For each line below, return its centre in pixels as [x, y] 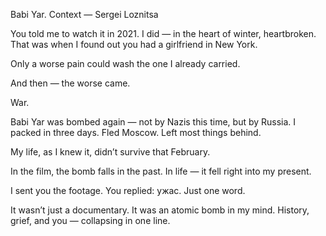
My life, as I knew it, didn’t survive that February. [110, 152]
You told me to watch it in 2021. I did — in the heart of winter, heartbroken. [163, 33]
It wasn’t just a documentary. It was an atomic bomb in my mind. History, [160, 210]
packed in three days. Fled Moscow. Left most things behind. [136, 132]
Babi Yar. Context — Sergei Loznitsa [84, 14]
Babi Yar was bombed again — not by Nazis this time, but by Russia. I [153, 122]
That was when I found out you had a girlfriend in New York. [134, 44]
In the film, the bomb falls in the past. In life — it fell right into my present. [161, 171]
